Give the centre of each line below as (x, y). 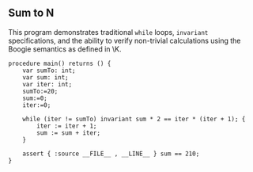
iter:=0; (37, 105)
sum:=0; (35, 98)
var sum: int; (45, 77)
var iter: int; (47, 84)
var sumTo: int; (49, 71)
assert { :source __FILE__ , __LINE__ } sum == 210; (111, 154)
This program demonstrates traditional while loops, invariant (108, 32)
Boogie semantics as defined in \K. (65, 49)
